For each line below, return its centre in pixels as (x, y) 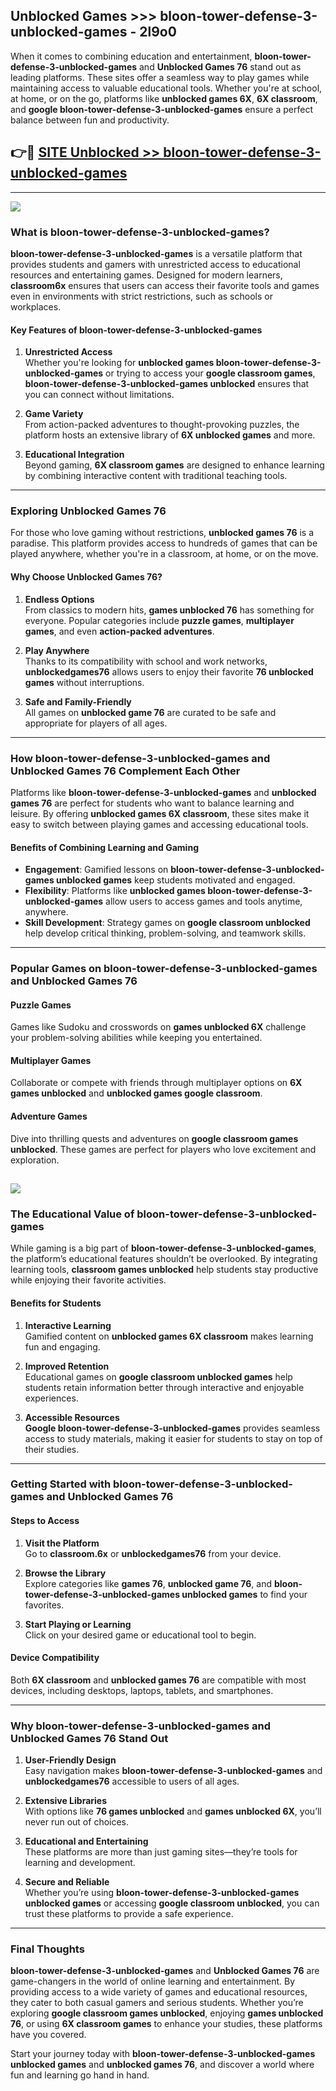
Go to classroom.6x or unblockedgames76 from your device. (153, 1553)
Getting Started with (61, 1484)
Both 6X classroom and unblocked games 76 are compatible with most (158, 1680)
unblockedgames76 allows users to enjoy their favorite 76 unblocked (169, 671)
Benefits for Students (56, 1303)
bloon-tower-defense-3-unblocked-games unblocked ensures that (167, 384)
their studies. (52, 1449)
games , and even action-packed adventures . (119, 631)
